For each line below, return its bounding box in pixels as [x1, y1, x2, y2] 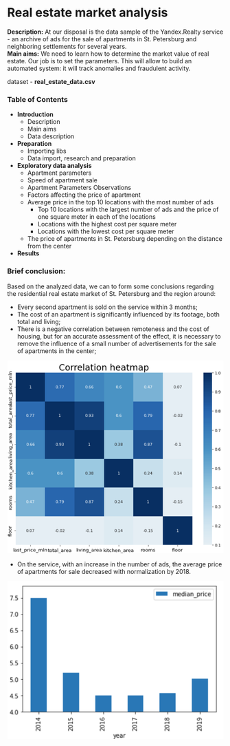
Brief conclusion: [7, 266, 66, 276]
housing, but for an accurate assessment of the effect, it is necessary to [16, 332, 221, 340]
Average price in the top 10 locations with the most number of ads [27, 198, 214, 206]
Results [16, 249, 40, 257]
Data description [27, 132, 75, 140]
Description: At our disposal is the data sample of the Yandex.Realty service [7, 28, 224, 36]
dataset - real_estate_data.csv [7, 77, 95, 85]
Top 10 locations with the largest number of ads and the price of [37, 205, 219, 214]
